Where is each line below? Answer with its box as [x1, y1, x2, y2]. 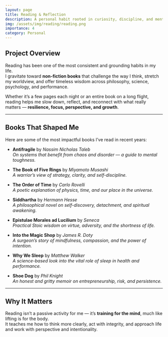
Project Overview [5, 49, 60, 58]
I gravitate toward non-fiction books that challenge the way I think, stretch [5, 73, 159, 79]
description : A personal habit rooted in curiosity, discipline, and [5, 17, 153, 22]
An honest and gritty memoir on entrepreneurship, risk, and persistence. [12, 278, 162, 284]
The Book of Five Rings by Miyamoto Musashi [12, 166, 108, 173]
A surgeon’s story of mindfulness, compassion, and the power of [12, 237, 146, 243]
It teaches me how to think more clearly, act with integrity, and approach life [5, 321, 162, 327]
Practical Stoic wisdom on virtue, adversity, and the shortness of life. [12, 222, 155, 228]
